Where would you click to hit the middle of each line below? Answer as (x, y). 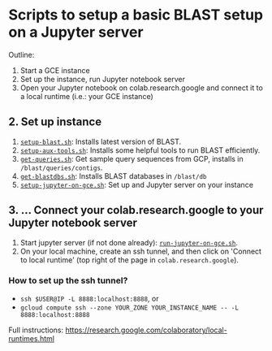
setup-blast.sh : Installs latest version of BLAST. (100, 141)
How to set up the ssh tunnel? (68, 280)
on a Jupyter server (76, 32)
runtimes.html (32, 338)
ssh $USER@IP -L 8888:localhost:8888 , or (89, 298)
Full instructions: (36, 330)
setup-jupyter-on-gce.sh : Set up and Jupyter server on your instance (137, 184)
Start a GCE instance (55, 70)
